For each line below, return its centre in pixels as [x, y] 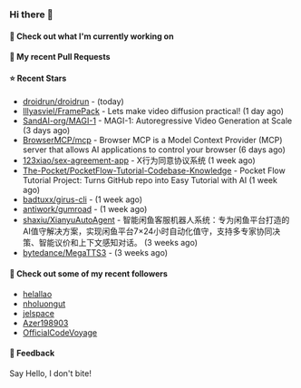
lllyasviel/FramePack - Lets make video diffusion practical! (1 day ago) [153, 112]
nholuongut [44, 304]
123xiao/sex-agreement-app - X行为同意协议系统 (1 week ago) [139, 160]
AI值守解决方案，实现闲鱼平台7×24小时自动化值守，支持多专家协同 [147, 231]
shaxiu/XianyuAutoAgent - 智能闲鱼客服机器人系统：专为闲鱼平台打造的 [156, 220]
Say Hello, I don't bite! [51, 373]
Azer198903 [45, 323]
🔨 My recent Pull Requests [60, 57]
